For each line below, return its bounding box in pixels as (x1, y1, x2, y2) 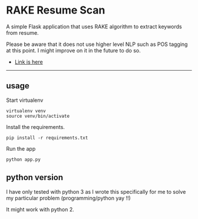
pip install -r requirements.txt (6, 135, 88, 141)
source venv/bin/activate (6, 113, 70, 119)
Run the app (6, 145, 36, 152)
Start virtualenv (6, 97, 44, 104)
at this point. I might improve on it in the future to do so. (6, 47, 141, 54)
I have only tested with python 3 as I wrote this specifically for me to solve (6, 188, 186, 195)
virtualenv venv (6, 108, 46, 114)
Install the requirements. (6, 123, 65, 130)
